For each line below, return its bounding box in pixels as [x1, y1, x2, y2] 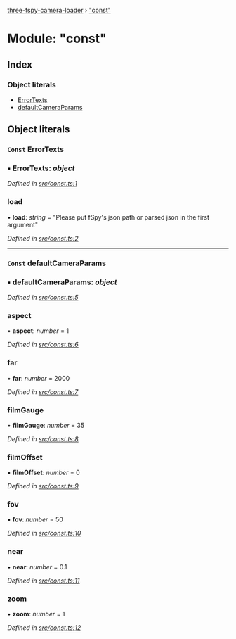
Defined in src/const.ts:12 [7, 624, 81, 632]
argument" [7, 220, 39, 229]
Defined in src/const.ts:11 [7, 576, 80, 585]
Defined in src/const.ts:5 [7, 293, 79, 301]
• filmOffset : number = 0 [7, 468, 80, 477]
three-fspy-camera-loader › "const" [7, 6, 111, 14]
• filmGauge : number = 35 [7, 421, 85, 429]
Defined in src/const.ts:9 [7, 482, 79, 491]
